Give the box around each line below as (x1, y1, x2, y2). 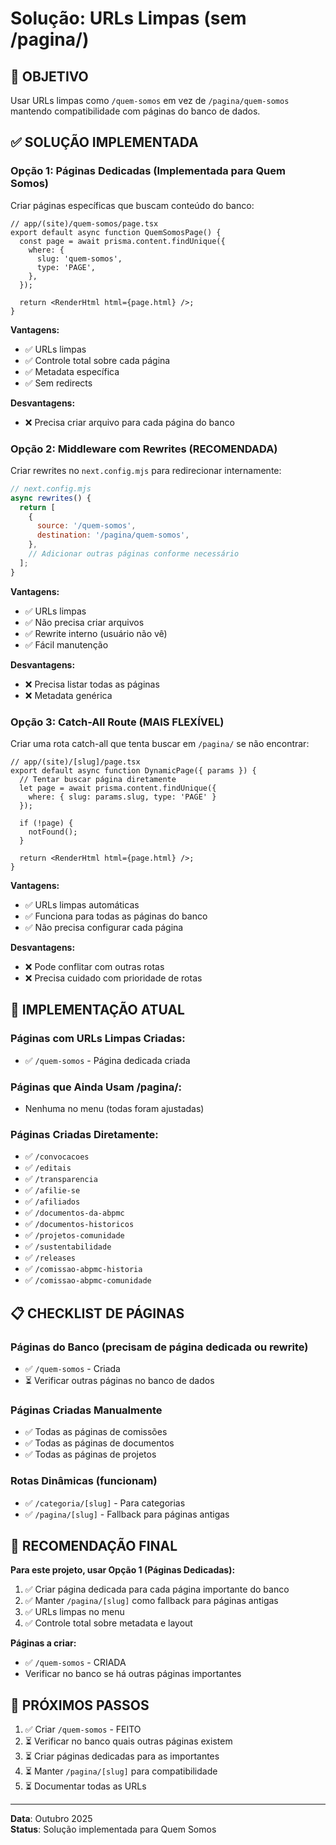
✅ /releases (24, 1252, 77, 1264)
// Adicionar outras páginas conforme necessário (28, 549, 240, 559)
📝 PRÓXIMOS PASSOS (10, 1697, 150, 1714)
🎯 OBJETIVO (10, 68, 89, 85)
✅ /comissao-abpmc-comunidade (24, 1274, 152, 1286)
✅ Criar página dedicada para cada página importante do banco (24, 1583, 290, 1596)
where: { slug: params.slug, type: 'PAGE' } (28, 792, 217, 802)
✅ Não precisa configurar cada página (24, 922, 184, 934)
